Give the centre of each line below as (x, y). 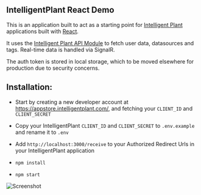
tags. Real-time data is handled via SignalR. (61, 50)
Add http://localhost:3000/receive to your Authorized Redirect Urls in (105, 144)
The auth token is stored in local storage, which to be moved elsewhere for (100, 61)
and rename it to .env (42, 132)
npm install (30, 163)
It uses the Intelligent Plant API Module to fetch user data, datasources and (100, 43)
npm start (28, 175)
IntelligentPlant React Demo (60, 10)
